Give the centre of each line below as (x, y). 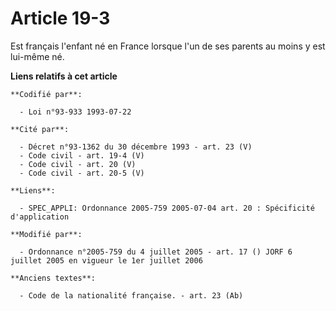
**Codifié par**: (46, 94)
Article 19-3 (60, 18)
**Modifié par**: (46, 234)
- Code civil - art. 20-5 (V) (82, 173)
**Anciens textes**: (53, 278)
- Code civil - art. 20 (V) (78, 164)
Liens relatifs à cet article (64, 76)
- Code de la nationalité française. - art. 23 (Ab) (131, 295)
